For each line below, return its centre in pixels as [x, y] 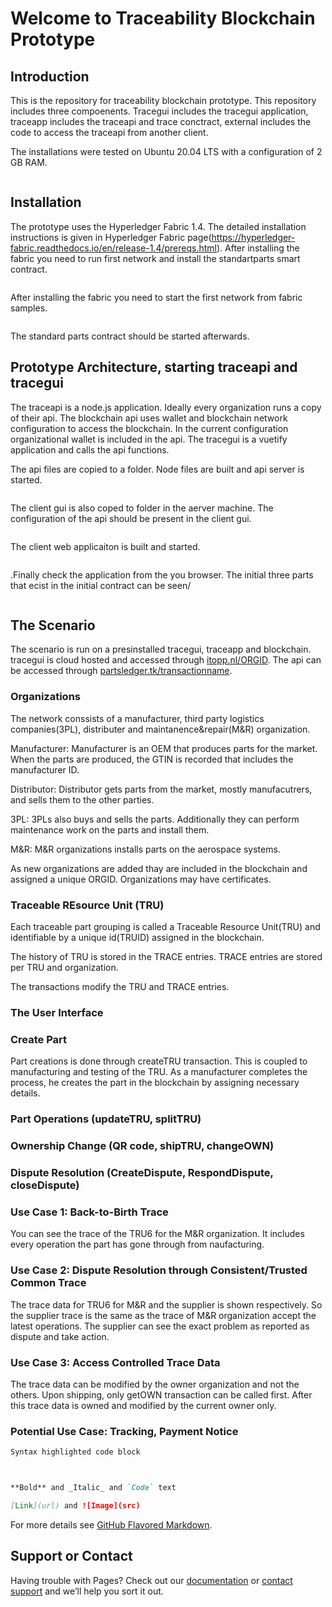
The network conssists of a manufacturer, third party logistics [137, 718]
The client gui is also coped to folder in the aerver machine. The [142, 508]
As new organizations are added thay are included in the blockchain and [159, 868]
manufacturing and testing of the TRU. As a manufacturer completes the [159, 1072]
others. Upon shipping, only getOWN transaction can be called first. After [161, 1394]
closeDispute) [45, 1185]
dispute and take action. [60, 1336]
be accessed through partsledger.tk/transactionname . [121, 671]
